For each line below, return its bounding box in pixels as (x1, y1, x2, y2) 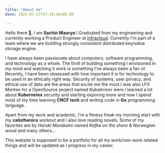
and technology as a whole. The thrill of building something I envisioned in (5, 60, 156, 66)
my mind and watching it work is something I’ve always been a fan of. (5, 65, 146, 72)
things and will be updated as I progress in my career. (5, 142, 114, 148)
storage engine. (5, 45, 37, 51)
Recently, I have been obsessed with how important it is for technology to (5, 71, 154, 76)
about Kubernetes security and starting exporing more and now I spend (5, 92, 152, 98)
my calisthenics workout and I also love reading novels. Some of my (5, 117, 144, 123)
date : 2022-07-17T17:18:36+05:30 (5, 12, 74, 17)
